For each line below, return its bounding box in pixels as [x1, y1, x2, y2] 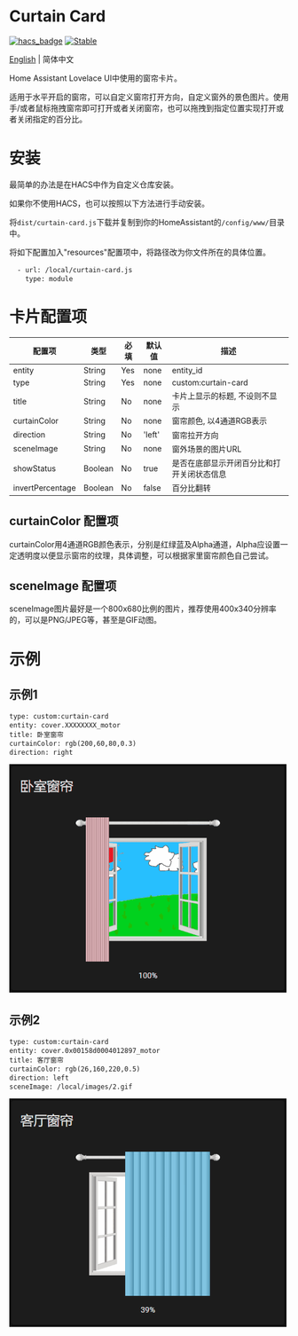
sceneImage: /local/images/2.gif [9, 1082, 133, 1092]
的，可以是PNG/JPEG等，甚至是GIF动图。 [9, 615, 162, 625]
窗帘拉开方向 [171, 429, 219, 440]
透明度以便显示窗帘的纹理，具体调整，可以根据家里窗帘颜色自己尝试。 [16, 550, 273, 561]
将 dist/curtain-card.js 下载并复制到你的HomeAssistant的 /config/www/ [9, 216, 270, 227]
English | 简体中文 [9, 53, 74, 64]
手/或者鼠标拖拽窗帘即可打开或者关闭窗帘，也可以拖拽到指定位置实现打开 [9, 102, 277, 113]
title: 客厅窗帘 [9, 1056, 64, 1065]
